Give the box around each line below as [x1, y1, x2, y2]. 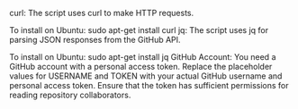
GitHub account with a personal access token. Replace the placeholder [9, 62, 273, 71]
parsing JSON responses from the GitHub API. [9, 35, 182, 45]
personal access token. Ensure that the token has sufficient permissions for [9, 80, 290, 90]
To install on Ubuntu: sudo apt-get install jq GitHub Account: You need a [9, 52, 276, 62]
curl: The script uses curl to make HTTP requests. [9, 8, 194, 18]
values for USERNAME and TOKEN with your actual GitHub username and [9, 71, 283, 81]
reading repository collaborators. [9, 89, 131, 100]
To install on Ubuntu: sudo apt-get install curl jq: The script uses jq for [9, 25, 269, 35]
